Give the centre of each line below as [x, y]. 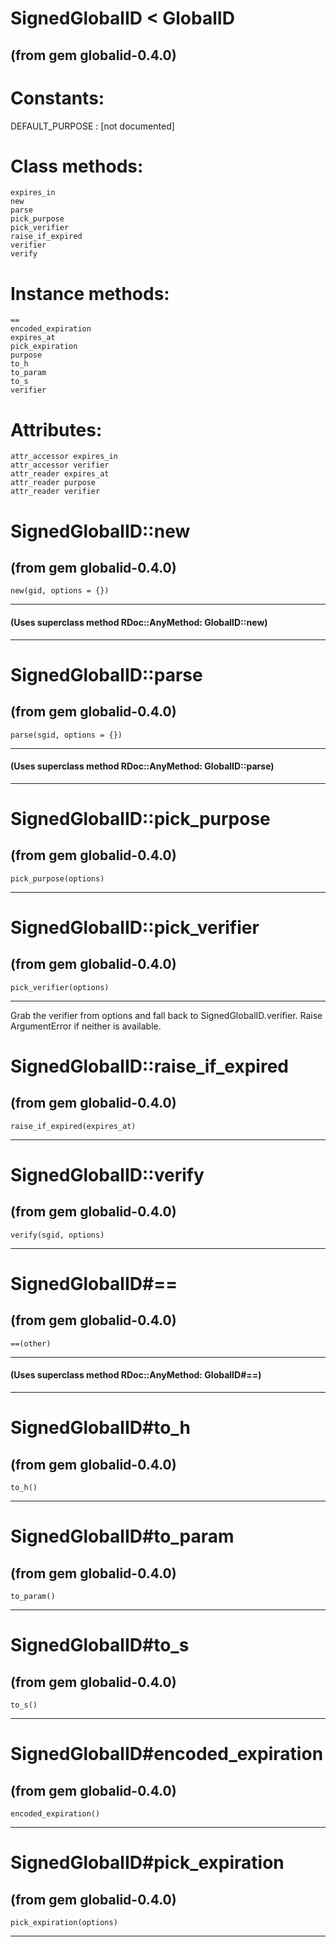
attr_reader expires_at [60, 474]
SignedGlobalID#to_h [101, 1428]
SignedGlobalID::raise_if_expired [150, 1066]
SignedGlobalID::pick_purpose [140, 818]
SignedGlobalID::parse [106, 674]
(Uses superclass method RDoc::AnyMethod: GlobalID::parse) [142, 766]
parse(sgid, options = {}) [66, 735]
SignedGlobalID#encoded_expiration [167, 1754]
